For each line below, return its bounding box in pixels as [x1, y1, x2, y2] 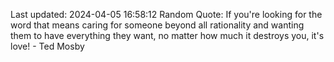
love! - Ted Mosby [10, 40, 85, 52]
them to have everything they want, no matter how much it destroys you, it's [10, 30, 325, 41]
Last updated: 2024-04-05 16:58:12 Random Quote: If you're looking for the [10, 9, 323, 20]
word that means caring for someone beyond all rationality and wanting [10, 19, 305, 31]
